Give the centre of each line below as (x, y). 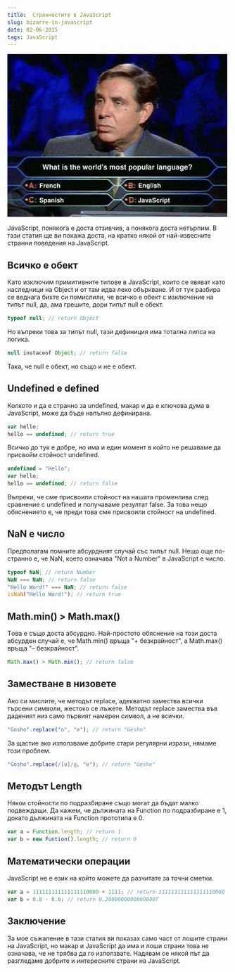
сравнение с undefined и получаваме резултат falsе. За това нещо (107, 504)
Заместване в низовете (62, 684)
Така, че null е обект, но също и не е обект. (72, 366)
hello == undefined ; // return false (63, 484)
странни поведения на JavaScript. (58, 243)
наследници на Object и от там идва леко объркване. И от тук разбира (114, 290)
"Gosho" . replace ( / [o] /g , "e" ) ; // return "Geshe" (82, 764)
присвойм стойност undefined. (53, 455)
